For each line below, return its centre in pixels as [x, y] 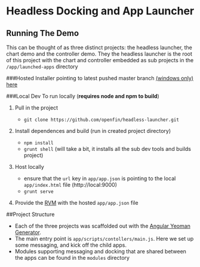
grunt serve [39, 192]
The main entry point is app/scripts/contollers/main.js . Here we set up [104, 239]
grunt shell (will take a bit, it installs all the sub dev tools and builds [107, 149]
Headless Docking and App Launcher [100, 11]
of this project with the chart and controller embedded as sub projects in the [100, 60]
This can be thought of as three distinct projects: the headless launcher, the [99, 47]
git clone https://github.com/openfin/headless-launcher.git [101, 120]
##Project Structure [30, 214]
